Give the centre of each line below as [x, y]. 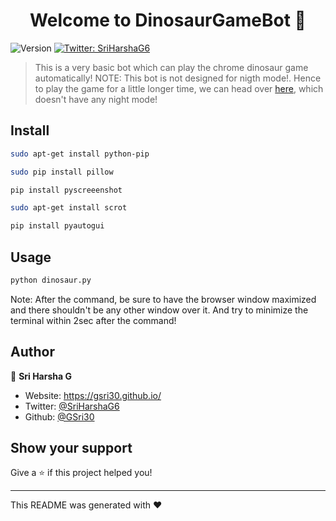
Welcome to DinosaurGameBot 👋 [168, 20]
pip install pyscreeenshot [66, 190]
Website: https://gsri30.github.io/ [93, 395]
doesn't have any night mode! [96, 99]
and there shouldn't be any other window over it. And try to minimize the [159, 310]
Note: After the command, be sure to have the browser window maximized [163, 299]
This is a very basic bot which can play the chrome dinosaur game [171, 67]
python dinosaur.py [51, 280]
